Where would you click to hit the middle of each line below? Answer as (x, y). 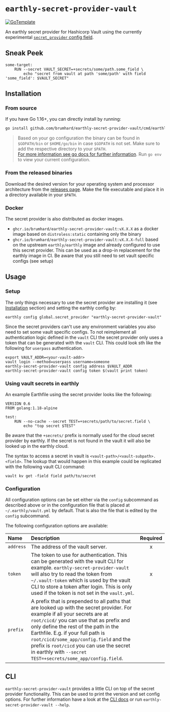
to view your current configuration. (54, 160)
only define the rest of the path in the (75, 627)
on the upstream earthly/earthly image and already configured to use (86, 244)
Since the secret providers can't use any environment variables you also (80, 327)
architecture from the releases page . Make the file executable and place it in (85, 189)
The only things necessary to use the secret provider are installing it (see (81, 302)
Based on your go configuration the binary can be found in (79, 138)
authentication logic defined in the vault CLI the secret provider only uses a (84, 337)
